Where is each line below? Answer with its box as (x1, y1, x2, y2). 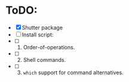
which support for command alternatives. (23, 69, 124, 76)
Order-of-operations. (23, 43, 75, 51)
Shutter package (21, 24, 63, 31)
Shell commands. (23, 56, 66, 63)
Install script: (21, 31, 54, 38)
